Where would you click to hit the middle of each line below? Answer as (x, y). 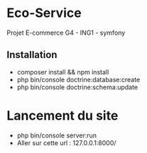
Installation (32, 55)
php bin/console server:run (57, 135)
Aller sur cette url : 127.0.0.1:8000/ (66, 142)
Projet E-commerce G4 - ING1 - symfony (66, 33)
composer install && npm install (63, 72)
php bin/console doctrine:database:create (78, 79)
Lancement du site (62, 115)
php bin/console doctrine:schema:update (77, 87)
